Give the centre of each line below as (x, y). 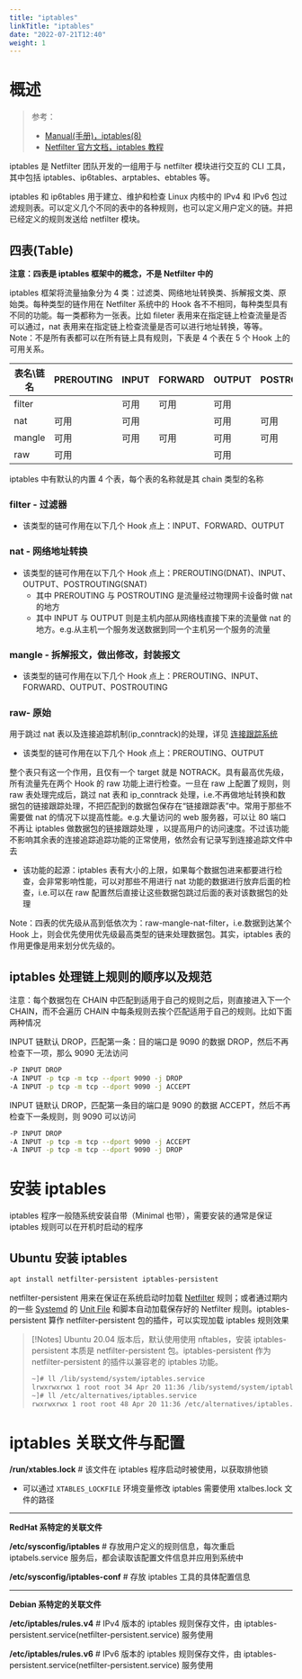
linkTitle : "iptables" (52, 26)
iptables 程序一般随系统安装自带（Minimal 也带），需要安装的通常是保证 (141, 1215)
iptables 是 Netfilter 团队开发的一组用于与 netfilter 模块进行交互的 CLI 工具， (150, 167)
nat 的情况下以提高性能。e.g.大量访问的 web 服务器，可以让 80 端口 (160, 817)
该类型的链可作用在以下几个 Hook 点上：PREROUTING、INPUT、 (142, 675)
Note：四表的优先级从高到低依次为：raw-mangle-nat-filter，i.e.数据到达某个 (151, 923)
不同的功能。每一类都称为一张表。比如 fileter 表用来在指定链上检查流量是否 (148, 315)
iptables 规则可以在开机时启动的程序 (76, 1227)
